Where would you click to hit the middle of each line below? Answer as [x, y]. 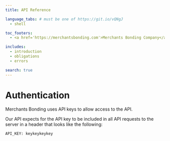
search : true [19, 70]
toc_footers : [19, 33]
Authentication [37, 95]
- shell [18, 24]
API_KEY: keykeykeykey [29, 134]
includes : [16, 47]
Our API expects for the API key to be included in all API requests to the [79, 119]
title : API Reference [28, 10]
